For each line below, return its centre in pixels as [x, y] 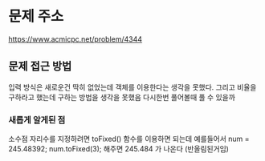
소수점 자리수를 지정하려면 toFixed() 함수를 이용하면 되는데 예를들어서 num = [129, 139]
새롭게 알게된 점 [37, 119]
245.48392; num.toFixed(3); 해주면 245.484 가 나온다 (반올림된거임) [118, 149]
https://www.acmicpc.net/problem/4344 [75, 39]
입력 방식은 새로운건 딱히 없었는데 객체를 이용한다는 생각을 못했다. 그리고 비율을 [132, 87]
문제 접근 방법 [40, 66]
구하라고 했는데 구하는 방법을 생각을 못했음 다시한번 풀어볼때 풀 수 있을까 [122, 97]
